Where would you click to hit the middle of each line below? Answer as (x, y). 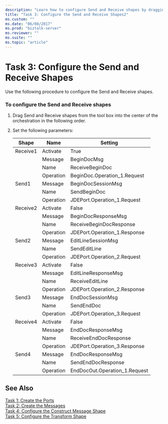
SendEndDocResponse (97, 362)
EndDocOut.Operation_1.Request (109, 370)
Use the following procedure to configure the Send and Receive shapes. (79, 91)
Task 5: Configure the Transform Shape (46, 416)
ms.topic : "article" (27, 42)
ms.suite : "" (19, 38)
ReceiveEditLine (89, 281)
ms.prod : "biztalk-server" (33, 28)
